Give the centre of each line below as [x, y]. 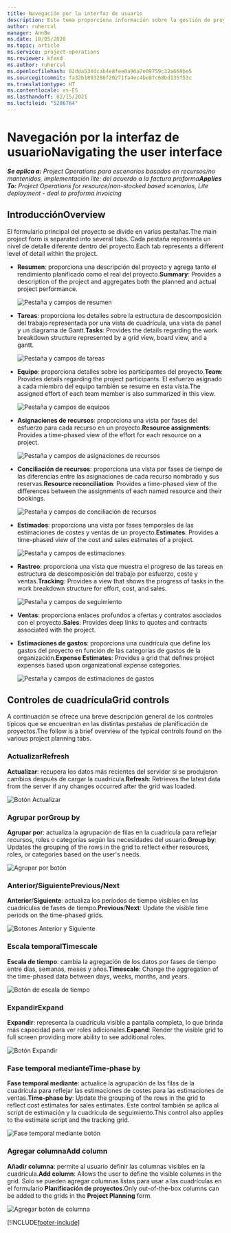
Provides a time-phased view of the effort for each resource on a [109, 434]
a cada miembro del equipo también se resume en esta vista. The [109, 386]
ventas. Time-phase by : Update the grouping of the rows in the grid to [106, 1098]
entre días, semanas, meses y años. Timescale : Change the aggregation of [113, 969]
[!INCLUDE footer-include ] [44, 1222]
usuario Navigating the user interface [115, 152]
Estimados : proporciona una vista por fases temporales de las [105, 525]
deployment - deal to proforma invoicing [65, 193]
